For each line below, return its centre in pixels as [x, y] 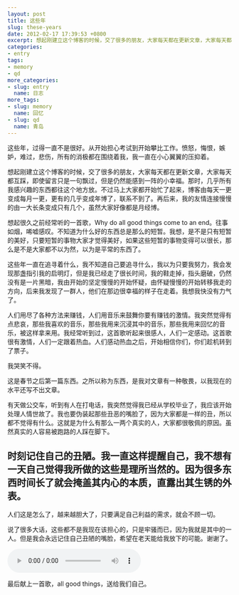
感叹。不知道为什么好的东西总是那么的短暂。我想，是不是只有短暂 [135, 231]
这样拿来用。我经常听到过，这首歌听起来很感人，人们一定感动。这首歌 [129, 332]
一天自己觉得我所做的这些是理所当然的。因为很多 [115, 469]
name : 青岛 [29, 126]
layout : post [27, 14]
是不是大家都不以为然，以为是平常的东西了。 [79, 249]
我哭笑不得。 [26, 365]
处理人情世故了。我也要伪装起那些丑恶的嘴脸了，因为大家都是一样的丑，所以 [119, 414]
